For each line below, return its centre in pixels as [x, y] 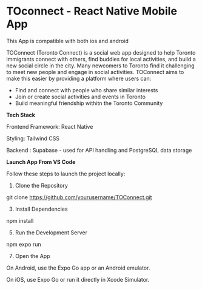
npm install [20, 220]
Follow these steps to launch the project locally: [66, 174]
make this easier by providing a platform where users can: [79, 78]
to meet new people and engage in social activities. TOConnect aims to [95, 72]
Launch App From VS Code [41, 161]
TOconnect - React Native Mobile [92, 11]
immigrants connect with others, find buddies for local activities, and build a [101, 59]
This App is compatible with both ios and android [68, 41]
